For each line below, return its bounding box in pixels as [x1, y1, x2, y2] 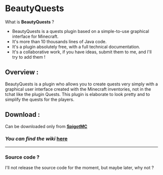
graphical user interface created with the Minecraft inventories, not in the [5, 86, 151, 92]
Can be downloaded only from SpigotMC [5, 123, 87, 129]
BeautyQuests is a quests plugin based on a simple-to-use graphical [12, 28, 149, 34]
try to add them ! [12, 54, 46, 60]
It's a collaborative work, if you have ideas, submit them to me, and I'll [12, 49, 152, 55]
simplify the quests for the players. [5, 96, 74, 102]
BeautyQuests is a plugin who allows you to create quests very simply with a [5, 81, 158, 87]
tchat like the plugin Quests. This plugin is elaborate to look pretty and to [5, 91, 150, 97]
